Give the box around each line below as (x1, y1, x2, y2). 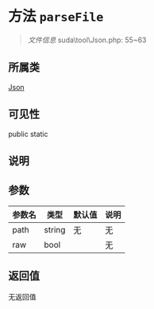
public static (8, 129, 49, 139)
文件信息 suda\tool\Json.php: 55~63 (27, 35, 147, 45)
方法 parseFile (8, 7, 104, 25)
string (44, 224, 66, 235)
